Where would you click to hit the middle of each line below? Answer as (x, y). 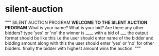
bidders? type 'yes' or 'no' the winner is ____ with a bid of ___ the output (77, 33)
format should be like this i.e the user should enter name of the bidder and (79, 38)
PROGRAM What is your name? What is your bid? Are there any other (75, 27)
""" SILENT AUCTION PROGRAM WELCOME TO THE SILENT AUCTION (76, 22)
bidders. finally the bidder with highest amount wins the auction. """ (73, 48)
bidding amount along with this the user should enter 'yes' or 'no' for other (79, 43)
